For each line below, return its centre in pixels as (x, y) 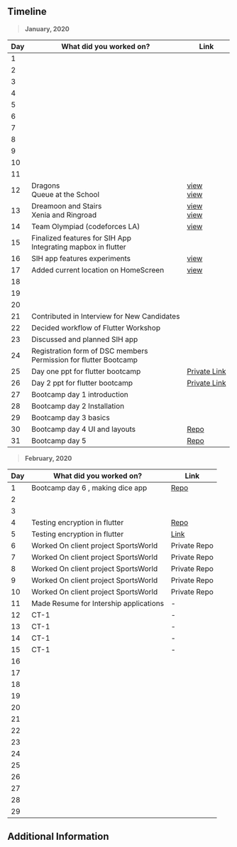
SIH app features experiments (81, 258)
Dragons (46, 186)
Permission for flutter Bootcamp (85, 360)
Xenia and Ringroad (64, 215)
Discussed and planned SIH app (85, 339)
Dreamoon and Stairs (67, 206)
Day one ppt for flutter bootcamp (86, 371)
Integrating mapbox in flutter (79, 247)
